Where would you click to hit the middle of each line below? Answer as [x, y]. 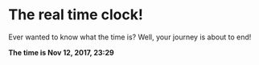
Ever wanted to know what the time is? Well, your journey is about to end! [130, 37]
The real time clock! [76, 15]
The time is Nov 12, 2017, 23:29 [61, 52]
